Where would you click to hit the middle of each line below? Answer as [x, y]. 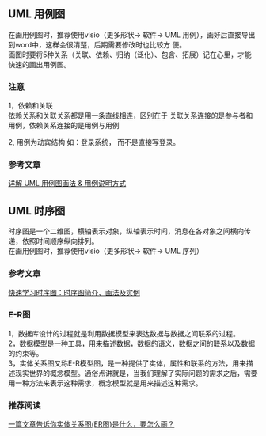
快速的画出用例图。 [40, 64]
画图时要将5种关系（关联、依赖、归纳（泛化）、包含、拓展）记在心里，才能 [130, 55]
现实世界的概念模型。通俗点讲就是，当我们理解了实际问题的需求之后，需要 [136, 373]
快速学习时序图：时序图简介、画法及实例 [74, 292]
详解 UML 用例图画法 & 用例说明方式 [67, 184]
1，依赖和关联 [30, 106]
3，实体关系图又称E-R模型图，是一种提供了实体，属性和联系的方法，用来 [127, 363]
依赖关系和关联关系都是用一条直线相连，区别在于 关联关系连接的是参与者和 [131, 116]
